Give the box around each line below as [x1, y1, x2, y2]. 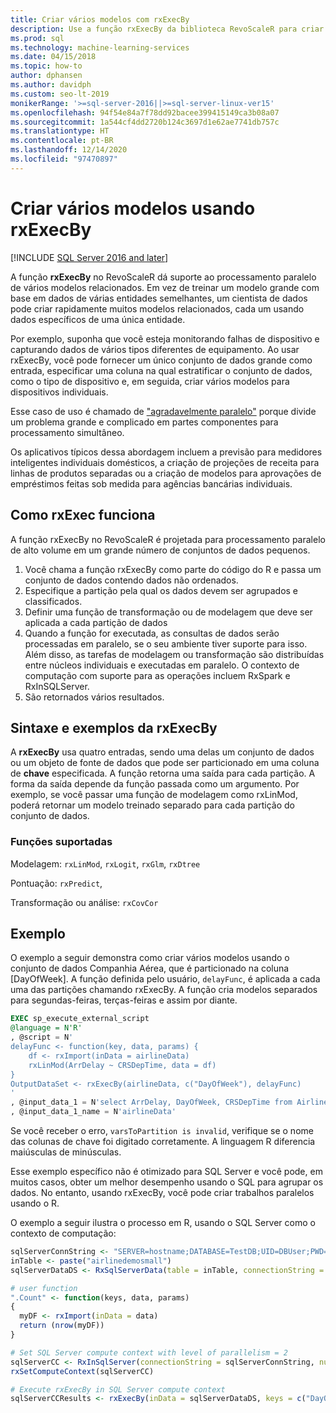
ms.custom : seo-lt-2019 [10, 89, 110, 99]
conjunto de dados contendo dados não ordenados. [24, 574, 239, 586]
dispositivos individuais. [10, 386, 109, 398]
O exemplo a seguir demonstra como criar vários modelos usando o [10, 952, 290, 964]
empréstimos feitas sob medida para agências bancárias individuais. [10, 477, 293, 490]
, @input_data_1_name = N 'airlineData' [10, 1107, 177, 1117]
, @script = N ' [10, 1032, 74, 1043]
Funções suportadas [10, 835, 113, 849]
